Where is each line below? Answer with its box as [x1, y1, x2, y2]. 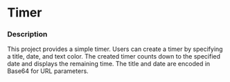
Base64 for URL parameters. [7, 67, 89, 75]
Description [7, 30, 48, 39]
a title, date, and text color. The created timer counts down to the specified [7, 52, 220, 61]
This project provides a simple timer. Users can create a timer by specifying [7, 45, 223, 53]
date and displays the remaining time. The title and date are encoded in [7, 60, 211, 68]
